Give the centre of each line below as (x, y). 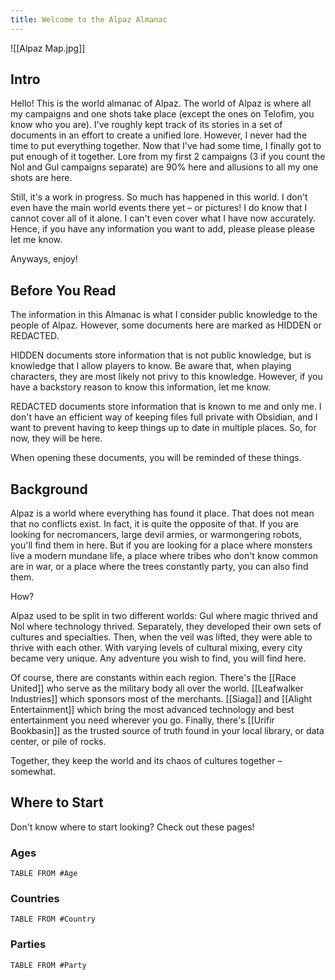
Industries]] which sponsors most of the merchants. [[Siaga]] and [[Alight (161, 699)
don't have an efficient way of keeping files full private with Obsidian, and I (164, 417)
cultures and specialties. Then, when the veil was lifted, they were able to (161, 637)
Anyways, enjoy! (44, 259)
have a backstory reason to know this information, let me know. (141, 387)
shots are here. (41, 178)
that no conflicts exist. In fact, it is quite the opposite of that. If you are (154, 524)
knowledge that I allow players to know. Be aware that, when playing (151, 366)
